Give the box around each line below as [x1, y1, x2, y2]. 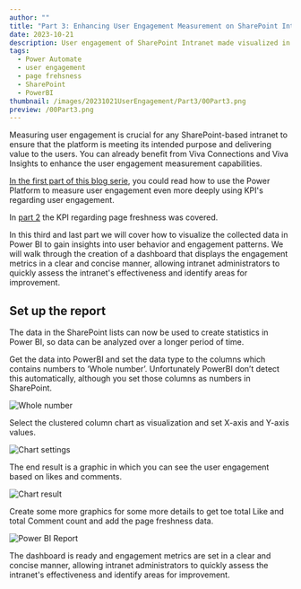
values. [9, 427, 36, 438]
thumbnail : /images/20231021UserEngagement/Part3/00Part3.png [9, 96, 246, 106]
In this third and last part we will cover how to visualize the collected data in [9, 230, 288, 241]
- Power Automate [17, 55, 82, 64]
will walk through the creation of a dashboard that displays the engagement [9, 249, 288, 259]
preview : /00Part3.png [9, 105, 94, 114]
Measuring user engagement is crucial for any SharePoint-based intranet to [9, 129, 288, 140]
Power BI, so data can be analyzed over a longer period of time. [9, 337, 245, 347]
